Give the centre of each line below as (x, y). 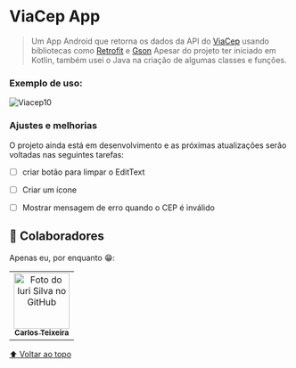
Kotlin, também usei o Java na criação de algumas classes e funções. (159, 60)
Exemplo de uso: (46, 83)
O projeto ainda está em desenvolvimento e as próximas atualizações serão (148, 145)
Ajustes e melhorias (53, 126)
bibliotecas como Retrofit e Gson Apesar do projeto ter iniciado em (153, 50)
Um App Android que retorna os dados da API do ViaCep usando (150, 41)
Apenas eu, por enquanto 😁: (62, 258)
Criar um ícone (49, 190)
